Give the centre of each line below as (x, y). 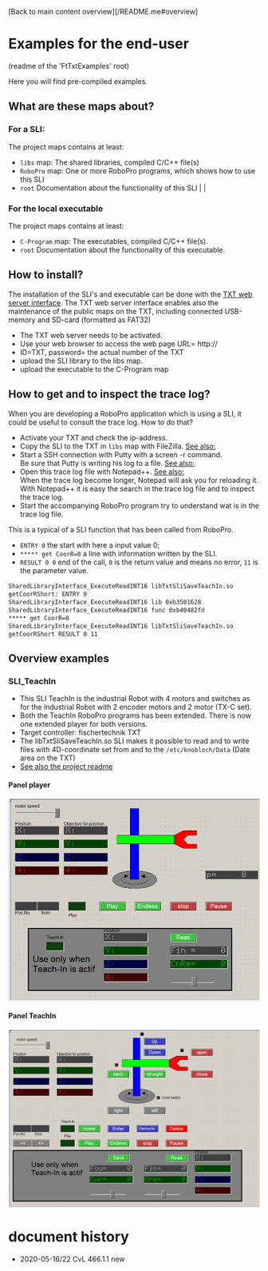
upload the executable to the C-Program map (94, 369)
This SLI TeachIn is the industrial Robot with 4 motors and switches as (135, 699)
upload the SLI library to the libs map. (81, 361)
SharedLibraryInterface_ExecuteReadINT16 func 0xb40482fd (106, 610)
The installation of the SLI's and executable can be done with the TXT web (130, 294)
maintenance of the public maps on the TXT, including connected (116, 311)
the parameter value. (54, 570)
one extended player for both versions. (84, 724)
